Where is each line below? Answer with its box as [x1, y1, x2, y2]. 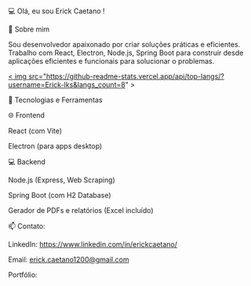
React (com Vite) [8, 126, 63, 135]
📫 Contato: [8, 222, 45, 230]
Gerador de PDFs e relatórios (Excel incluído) [8, 206, 155, 214]
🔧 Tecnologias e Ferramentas [8, 95, 104, 104]
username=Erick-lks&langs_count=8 [8, 80, 125, 89]
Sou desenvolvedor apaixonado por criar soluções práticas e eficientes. [8, 40, 241, 49]
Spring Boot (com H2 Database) [8, 191, 111, 200]
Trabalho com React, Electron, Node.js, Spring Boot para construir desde [8, 48, 244, 57]
